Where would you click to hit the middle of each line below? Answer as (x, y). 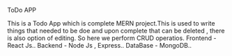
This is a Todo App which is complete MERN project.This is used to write (111, 23)
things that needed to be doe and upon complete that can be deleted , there (116, 31)
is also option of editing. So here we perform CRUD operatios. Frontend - (112, 38)
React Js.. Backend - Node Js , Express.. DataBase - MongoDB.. (100, 45)
